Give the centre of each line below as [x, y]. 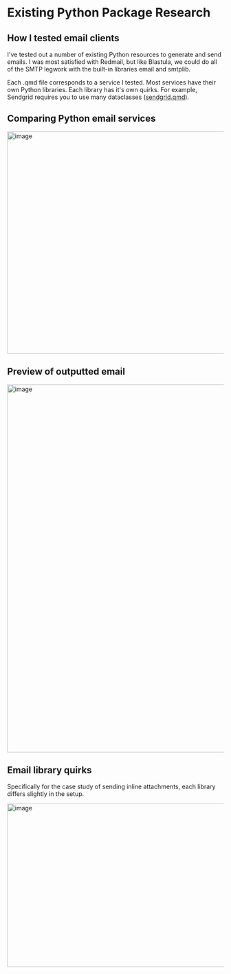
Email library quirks [49, 770]
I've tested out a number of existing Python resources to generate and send [114, 54]
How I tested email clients [63, 38]
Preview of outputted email [66, 372]
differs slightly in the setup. [46, 794]
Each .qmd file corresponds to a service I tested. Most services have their [112, 82]
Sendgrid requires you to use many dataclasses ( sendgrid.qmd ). [98, 97]
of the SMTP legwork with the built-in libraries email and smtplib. [99, 69]
